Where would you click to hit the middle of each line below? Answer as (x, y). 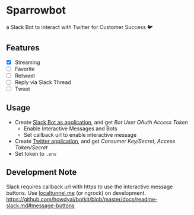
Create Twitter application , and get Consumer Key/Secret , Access (95, 141)
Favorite (25, 69)
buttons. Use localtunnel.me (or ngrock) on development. (76, 192)
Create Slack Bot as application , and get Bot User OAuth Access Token (101, 122)
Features (23, 48)
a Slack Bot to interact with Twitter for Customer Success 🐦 (79, 27)
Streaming (27, 62)
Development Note (42, 172)
